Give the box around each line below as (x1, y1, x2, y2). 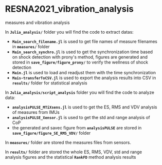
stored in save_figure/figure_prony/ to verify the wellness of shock (12, 59, 148, 65)
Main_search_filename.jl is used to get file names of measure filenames (12, 38, 158, 44)
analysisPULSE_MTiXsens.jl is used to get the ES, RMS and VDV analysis (12, 104, 157, 110)
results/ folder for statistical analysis (12, 80, 88, 86)
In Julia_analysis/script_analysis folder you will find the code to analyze (5, 89, 155, 95)
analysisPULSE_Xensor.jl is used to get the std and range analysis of (12, 114, 150, 120)
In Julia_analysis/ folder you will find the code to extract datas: (5, 29, 134, 35)
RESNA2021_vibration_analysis (5, 3, 134, 15)
